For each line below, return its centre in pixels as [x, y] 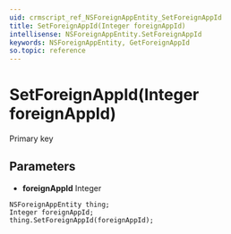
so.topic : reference [48, 51]
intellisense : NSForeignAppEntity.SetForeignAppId [106, 34]
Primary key [31, 138]
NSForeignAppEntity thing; [60, 205]
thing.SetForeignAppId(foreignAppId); [81, 220]
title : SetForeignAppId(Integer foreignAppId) [98, 26]
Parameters [43, 167]
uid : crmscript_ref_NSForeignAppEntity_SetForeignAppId [115, 17]
